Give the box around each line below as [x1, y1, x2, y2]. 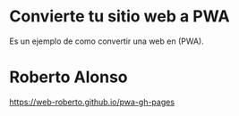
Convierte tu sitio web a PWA [9, 6, 230, 27]
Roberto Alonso [9, 67, 128, 87]
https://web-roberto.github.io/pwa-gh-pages [9, 96, 175, 107]
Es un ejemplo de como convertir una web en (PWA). [9, 36, 204, 46]
